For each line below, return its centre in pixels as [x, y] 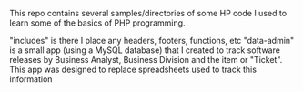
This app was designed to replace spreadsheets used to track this [133, 69]
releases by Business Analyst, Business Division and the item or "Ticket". [146, 60]
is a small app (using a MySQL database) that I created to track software [145, 50]
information [31, 79]
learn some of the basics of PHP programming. [97, 23]
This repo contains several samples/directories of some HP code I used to [148, 13]
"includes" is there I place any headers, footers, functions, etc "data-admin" [152, 41]
